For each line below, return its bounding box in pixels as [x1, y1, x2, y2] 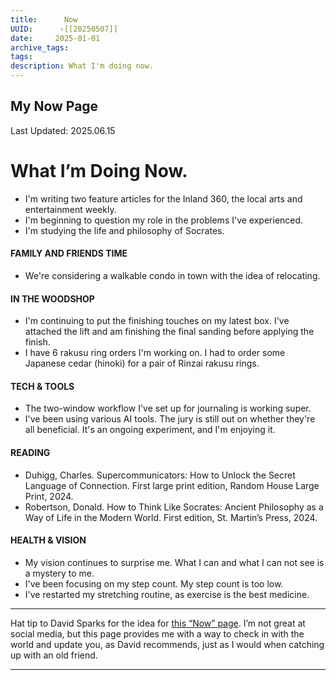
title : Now [10, 14, 78, 25]
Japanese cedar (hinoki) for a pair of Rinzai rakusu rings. [24, 357, 260, 370]
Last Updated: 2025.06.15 [10, 124, 116, 136]
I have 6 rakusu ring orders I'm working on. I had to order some [24, 347, 286, 359]
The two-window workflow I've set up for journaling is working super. [24, 402, 312, 415]
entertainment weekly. [24, 203, 117, 215]
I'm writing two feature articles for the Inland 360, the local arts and [24, 192, 303, 205]
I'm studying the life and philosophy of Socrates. [24, 224, 225, 236]
